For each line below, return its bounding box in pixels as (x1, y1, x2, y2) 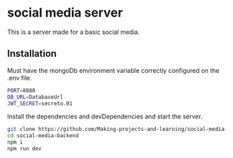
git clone (7, 126, 36, 133)
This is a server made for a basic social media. (7, 28, 140, 36)
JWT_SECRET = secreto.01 (7, 100, 73, 107)
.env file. (7, 73, 33, 82)
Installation (7, 48, 57, 60)
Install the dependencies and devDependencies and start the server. (7, 112, 203, 121)
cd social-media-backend (7, 132, 79, 139)
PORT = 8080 (7, 87, 36, 94)
